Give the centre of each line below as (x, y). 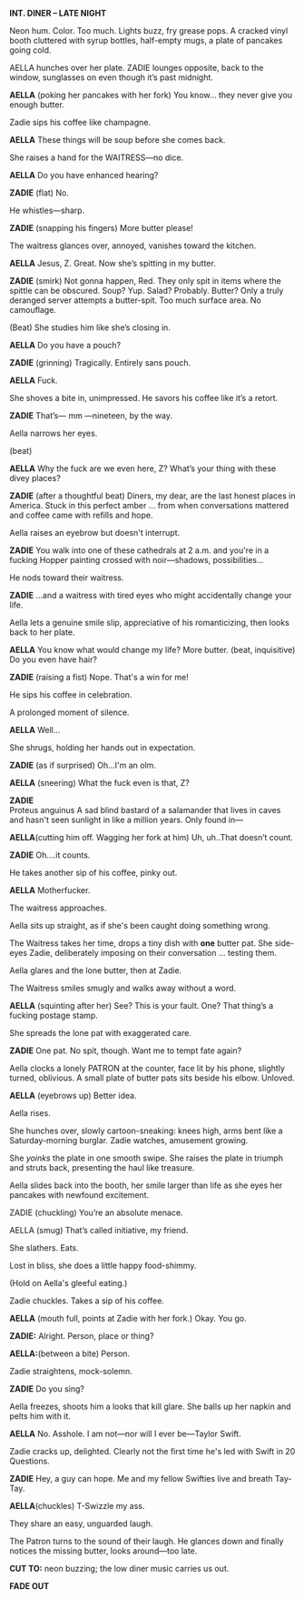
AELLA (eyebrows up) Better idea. (73, 1096)
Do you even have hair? (54, 659)
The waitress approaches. (58, 908)
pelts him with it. (40, 1416)
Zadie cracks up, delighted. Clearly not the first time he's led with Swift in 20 (152, 1451)
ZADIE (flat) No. (39, 193)
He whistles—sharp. (47, 210)
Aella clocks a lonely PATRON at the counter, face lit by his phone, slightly (147, 1068)
